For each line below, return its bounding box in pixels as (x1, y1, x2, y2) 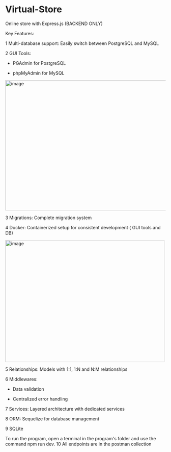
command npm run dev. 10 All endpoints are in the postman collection (5, 441, 152, 447)
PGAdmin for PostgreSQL (12, 60, 66, 66)
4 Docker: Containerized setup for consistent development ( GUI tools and (5, 224, 161, 230)
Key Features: (5, 30, 34, 36)
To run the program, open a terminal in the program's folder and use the (5, 435, 156, 441)
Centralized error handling (12, 396, 68, 402)
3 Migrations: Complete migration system (5, 215, 92, 221)
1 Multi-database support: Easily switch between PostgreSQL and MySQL (5, 40, 159, 46)
